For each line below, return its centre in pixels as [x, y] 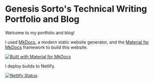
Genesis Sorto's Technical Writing [76, 9]
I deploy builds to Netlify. [30, 66]
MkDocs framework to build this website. [47, 47]
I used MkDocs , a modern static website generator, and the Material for [77, 42]
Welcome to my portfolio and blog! [40, 33]
